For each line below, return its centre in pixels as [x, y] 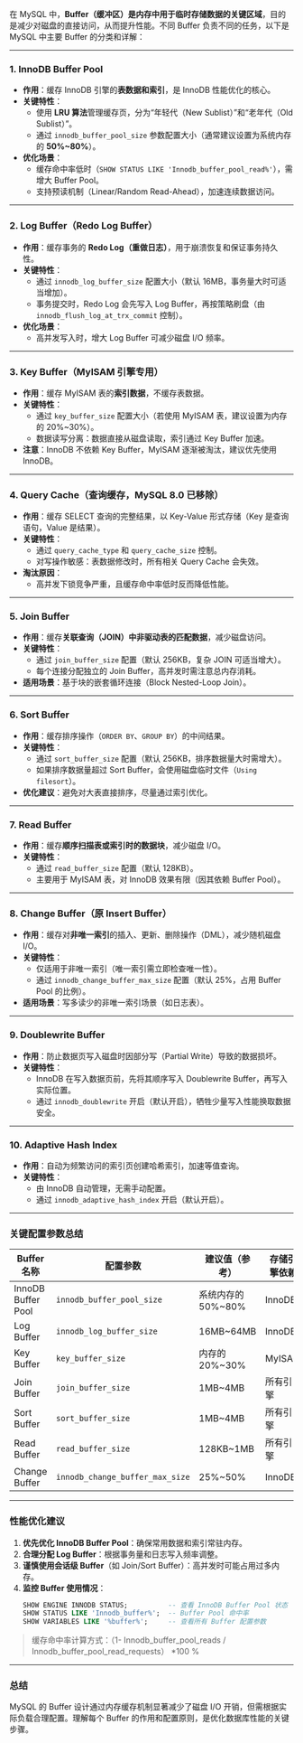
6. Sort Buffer [39, 715]
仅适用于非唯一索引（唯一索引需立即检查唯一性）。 [129, 969]
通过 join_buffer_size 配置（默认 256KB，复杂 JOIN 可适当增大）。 [161, 660]
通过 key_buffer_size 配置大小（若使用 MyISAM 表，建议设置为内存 [161, 416]
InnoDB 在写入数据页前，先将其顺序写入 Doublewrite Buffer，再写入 [162, 1078]
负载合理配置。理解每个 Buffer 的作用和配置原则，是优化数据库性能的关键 [153, 1718]
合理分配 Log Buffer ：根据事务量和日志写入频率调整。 [123, 1554]
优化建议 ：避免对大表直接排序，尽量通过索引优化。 [117, 792]
